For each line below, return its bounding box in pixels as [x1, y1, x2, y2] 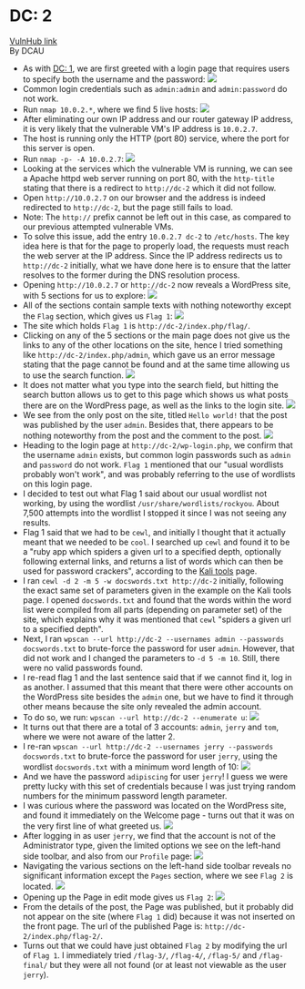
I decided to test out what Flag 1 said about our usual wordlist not [22, 488, 268, 499]
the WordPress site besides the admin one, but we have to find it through [22, 691, 294, 702]
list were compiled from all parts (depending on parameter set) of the [22, 604, 282, 615]
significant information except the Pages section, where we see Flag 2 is [22, 870, 294, 881]
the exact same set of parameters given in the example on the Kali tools [22, 585, 291, 596]
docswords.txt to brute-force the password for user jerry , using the [22, 750, 278, 761]
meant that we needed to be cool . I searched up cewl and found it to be [22, 536, 290, 547]
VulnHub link [9, 36, 57, 46]
